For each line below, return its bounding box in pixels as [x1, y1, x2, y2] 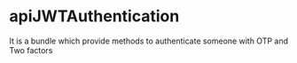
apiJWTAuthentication [9, 6, 180, 27]
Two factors [9, 44, 53, 55]
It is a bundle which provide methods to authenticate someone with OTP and [9, 35, 289, 46]
